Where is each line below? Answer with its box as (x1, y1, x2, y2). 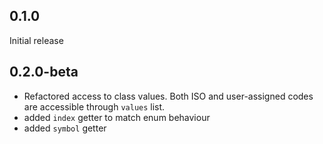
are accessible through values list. (23, 100, 166, 113)
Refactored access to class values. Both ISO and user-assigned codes (23, 90, 314, 102)
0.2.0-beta (9, 64, 79, 81)
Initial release (9, 34, 64, 46)
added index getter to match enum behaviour (23, 111, 211, 123)
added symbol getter (23, 122, 107, 134)
